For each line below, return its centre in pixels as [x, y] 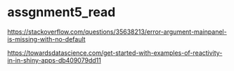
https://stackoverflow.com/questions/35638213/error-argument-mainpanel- [117, 32]
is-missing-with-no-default [46, 39]
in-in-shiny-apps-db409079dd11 [54, 60]
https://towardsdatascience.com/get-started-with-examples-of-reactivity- [115, 53]
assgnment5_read [61, 12]
